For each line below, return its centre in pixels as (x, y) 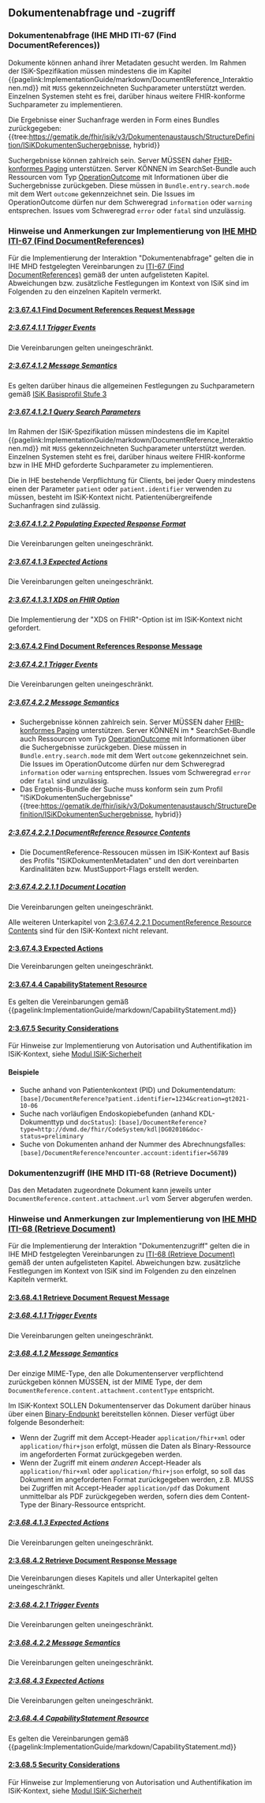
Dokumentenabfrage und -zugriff (92, 13)
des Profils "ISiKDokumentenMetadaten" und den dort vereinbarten (129, 860)
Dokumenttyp (42, 1122)
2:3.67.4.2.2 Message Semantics (64, 702)
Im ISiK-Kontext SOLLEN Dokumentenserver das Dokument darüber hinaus (129, 1405)
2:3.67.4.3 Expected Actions (56, 948)
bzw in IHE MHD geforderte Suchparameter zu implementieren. (111, 466)
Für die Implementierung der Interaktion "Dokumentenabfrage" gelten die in (131, 258)
